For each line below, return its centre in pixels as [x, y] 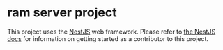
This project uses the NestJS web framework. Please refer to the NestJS [111, 32]
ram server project [62, 13]
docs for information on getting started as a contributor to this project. [108, 38]
